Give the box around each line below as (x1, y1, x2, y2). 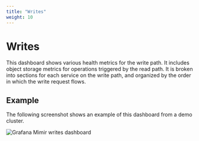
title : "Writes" (6, 8, 46, 15)
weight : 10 (6, 14, 33, 20)
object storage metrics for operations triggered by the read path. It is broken (6, 66, 193, 73)
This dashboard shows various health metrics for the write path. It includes (6, 59, 190, 66)
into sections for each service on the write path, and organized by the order (6, 72, 191, 79)
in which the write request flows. (6, 78, 86, 85)
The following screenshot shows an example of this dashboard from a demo (6, 111, 192, 118)
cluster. (6, 117, 25, 124)
